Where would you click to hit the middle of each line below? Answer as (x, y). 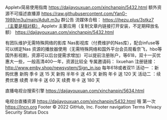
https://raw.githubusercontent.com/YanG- (84, 13)
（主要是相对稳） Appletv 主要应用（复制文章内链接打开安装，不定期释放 (80, 26)
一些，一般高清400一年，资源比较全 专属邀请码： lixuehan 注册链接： (85, 61)
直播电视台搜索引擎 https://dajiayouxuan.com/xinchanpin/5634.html (75, 91)
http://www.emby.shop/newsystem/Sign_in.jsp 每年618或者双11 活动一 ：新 (82, 68)
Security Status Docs (27, 112)
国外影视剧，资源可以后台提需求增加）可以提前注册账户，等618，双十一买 (81, 55)
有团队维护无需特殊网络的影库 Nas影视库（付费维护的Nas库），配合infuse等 (83, 43)
